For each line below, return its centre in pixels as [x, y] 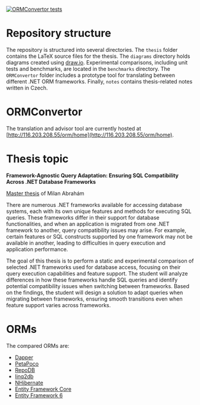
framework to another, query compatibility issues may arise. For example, [96, 230]
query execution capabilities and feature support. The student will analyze [97, 273]
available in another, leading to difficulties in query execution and [86, 243]
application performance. [37, 249]
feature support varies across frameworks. [59, 305]
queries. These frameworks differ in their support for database [83, 217]
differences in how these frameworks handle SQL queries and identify [92, 280]
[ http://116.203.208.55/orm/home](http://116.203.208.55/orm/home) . [90, 135]
